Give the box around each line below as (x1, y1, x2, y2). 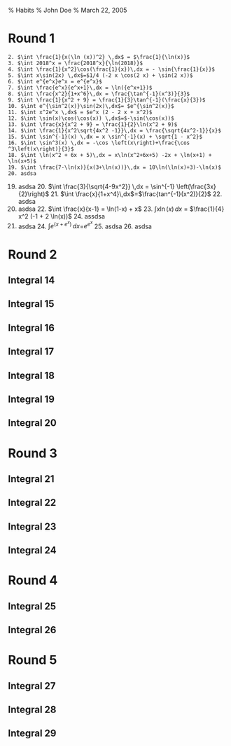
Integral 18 (8, 369, 55, 381)
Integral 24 (8, 544, 57, 556)
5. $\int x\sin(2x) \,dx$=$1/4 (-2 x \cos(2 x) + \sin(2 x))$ (8, 71, 193, 79)
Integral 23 (8, 520, 57, 532)
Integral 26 (8, 624, 57, 636)
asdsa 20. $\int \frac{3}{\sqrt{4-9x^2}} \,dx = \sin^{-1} (17, 182, 176, 191)
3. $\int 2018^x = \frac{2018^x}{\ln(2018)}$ (8, 60, 143, 67)
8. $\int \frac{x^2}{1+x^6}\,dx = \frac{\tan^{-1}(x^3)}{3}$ (8, 90, 190, 97)
